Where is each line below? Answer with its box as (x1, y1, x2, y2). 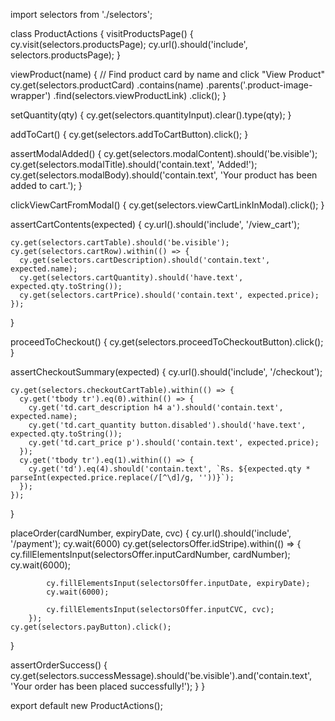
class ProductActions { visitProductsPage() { (10, 28, 194, 39)
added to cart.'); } (10, 180, 83, 191)
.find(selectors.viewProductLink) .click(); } (53, 90, 227, 101)
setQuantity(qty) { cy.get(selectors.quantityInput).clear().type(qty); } (10, 109, 292, 121)
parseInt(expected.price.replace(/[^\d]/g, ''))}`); (10, 473, 235, 483)
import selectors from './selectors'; (10, 9, 153, 20)
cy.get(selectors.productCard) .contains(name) (10, 79, 205, 91)
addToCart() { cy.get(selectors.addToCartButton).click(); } (10, 129, 249, 140)
